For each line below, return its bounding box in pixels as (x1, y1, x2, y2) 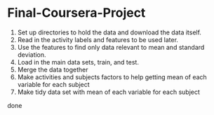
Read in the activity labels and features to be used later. (17, 35, 179, 43)
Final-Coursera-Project (7, 5, 146, 21)
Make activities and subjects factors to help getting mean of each (17, 72, 207, 81)
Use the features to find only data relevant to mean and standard (17, 43, 205, 51)
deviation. (17, 50, 47, 59)
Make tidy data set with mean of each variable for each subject (17, 88, 200, 96)
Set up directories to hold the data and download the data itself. (17, 28, 202, 36)
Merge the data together (17, 65, 89, 74)
